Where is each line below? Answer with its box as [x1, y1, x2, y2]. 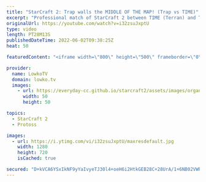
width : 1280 [17, 144, 48, 150]
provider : [6, 65, 32, 71]
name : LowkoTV [12, 71, 48, 77]
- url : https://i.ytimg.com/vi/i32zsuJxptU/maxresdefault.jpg [12, 138, 174, 144]
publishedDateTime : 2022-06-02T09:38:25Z [6, 37, 114, 43]
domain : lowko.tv [12, 76, 56, 82]
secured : [6, 166, 29, 172]
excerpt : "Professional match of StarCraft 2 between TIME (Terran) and [6, 15, 196, 21]
